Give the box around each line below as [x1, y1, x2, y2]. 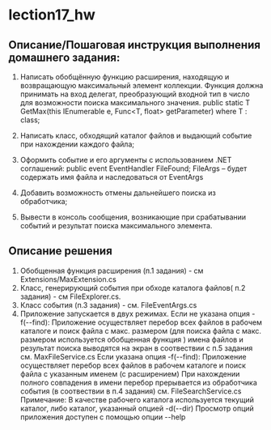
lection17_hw [8, 6, 95, 24]
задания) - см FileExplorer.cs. [19, 292, 121, 301]
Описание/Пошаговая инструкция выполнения [8, 38, 261, 52]
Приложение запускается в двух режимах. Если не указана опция [19, 309, 251, 318]
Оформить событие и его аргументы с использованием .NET [19, 155, 232, 164]
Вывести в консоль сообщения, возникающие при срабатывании [19, 212, 247, 222]
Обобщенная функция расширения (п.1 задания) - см [19, 266, 204, 275]
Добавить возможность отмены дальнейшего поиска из [19, 188, 216, 198]
